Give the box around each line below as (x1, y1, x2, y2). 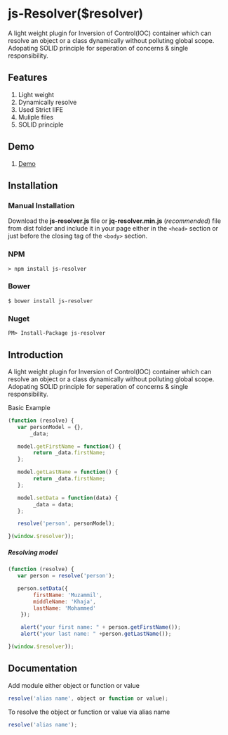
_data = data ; (33, 501, 74, 508)
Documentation (8, 663, 78, 675)
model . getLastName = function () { (17, 468, 119, 476)
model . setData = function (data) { (17, 494, 119, 501)
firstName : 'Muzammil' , (33, 592, 102, 599)
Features (8, 72, 48, 84)
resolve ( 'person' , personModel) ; (17, 520, 115, 528)
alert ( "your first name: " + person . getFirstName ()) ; (20, 624, 181, 631)
